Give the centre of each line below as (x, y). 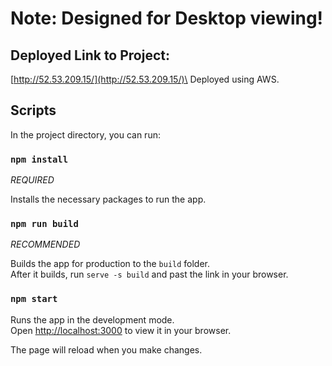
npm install (39, 159)
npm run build (44, 224)
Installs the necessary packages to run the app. (108, 199)
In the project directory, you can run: (85, 134)
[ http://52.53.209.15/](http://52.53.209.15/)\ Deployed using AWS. (145, 79)
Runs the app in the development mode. (92, 319)
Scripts (33, 110)
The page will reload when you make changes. (106, 349)
